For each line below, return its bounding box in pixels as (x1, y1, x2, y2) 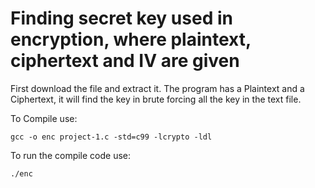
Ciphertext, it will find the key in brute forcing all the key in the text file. (10, 93, 302, 105)
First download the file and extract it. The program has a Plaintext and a (10, 82, 305, 94)
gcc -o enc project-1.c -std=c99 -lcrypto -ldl (10, 132, 213, 142)
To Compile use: (10, 112, 78, 124)
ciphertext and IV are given (10, 50, 240, 72)
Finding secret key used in (10, 7, 233, 30)
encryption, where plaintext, (10, 28, 252, 51)
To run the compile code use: (10, 149, 132, 161)
